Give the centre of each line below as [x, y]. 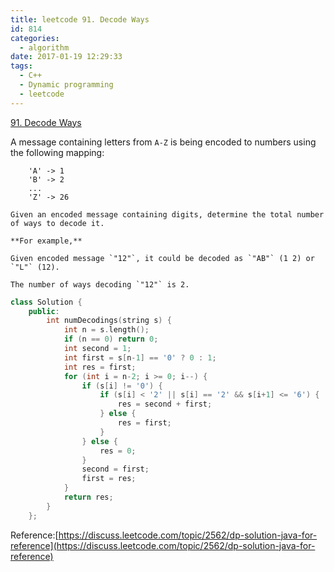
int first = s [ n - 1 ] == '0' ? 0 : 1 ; [140, 357]
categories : [35, 38]
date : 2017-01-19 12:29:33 [66, 57]
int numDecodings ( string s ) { [109, 321]
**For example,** [46, 241]
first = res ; [109, 479]
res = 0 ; [118, 451]
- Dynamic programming [66, 85]
